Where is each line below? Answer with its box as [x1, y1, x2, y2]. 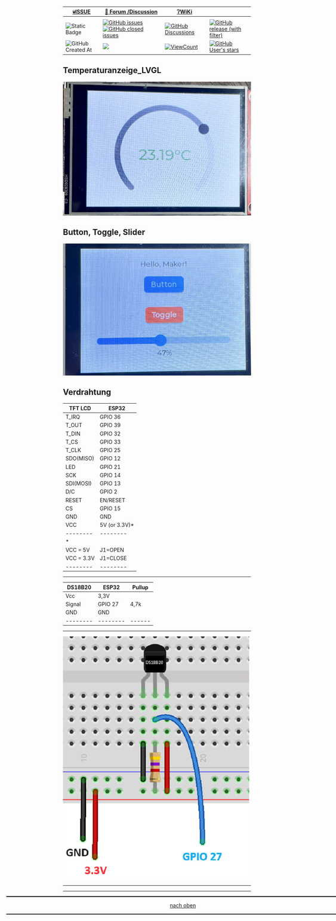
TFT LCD [69, 404, 91, 411]
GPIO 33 [99, 438, 121, 446]
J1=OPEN [99, 547, 124, 554]
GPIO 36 [99, 413, 121, 420]
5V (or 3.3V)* [99, 522, 134, 529]
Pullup [132, 584, 149, 591]
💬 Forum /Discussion [104, 8, 158, 15]
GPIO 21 [99, 463, 121, 470]
